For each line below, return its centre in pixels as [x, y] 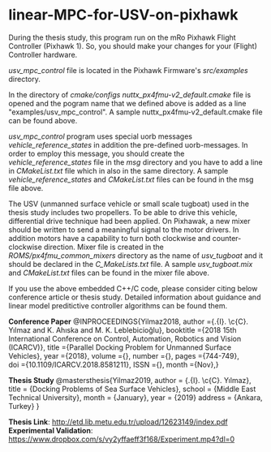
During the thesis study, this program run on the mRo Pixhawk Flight [123, 37]
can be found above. [43, 120]
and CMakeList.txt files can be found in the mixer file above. [109, 273]
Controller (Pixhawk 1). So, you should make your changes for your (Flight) [133, 45]
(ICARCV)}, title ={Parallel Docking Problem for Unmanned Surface [120, 347]
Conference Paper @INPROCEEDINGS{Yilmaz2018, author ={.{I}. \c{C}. [129, 321]
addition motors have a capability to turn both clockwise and [110, 238]
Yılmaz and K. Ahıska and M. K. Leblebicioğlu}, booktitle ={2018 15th [123, 329]
